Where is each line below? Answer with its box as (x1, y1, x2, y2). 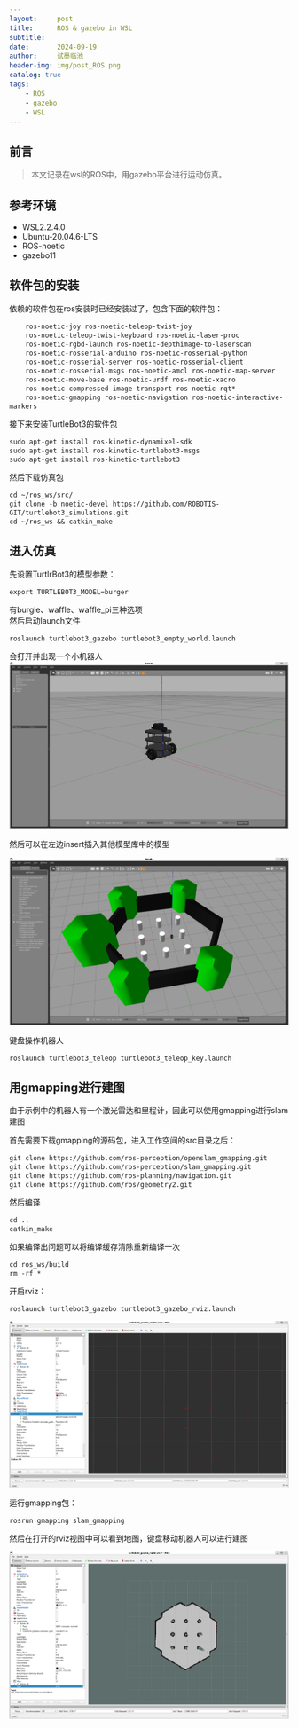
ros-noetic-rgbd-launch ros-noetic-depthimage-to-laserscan (25, 340, 252, 349)
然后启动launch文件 (9, 615, 82, 625)
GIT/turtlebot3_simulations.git (9, 508, 129, 517)
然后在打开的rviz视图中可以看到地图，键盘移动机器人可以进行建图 (9, 1533, 248, 1543)
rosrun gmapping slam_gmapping (9, 1517, 125, 1526)
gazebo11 (21, 250, 56, 261)
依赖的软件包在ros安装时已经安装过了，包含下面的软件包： (9, 302, 223, 314)
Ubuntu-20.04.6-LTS (21, 232, 98, 241)
